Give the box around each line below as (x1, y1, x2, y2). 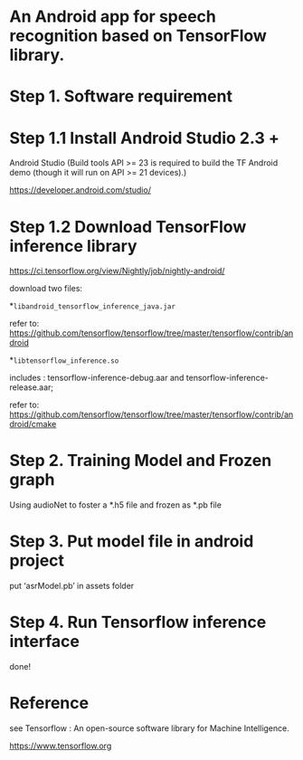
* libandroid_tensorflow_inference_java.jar (9, 300, 176, 311)
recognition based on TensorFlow (9, 25, 267, 46)
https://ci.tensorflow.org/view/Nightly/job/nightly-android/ (9, 265, 225, 277)
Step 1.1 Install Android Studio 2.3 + (9, 128, 280, 148)
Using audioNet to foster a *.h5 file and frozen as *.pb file (9, 499, 222, 510)
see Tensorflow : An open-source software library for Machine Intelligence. (9, 723, 289, 734)
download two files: (9, 283, 83, 294)
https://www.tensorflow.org (9, 740, 112, 751)
